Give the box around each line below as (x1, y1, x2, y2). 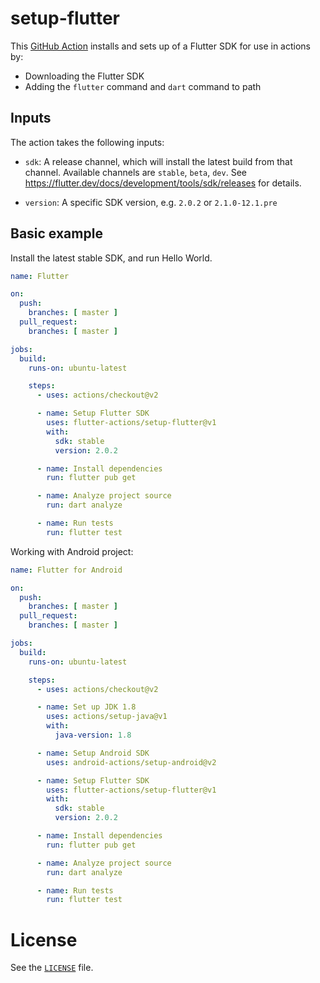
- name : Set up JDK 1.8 (36, 702, 137, 712)
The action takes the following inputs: (10, 136, 165, 148)
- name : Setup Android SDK (36, 748, 150, 758)
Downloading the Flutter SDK (24, 70, 145, 82)
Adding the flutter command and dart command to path (24, 80, 262, 92)
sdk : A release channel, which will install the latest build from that (24, 155, 293, 167)
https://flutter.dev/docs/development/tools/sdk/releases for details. (24, 177, 302, 189)
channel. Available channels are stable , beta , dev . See (24, 166, 247, 178)
